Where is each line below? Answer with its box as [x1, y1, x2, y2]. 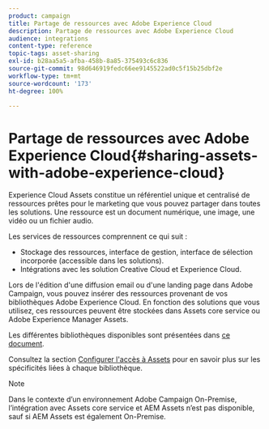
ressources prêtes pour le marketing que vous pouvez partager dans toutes [8, 199, 261, 209]
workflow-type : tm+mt [8, 72, 82, 80]
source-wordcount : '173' [8, 79, 92, 87]
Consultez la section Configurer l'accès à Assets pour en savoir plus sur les [8, 355, 261, 364]
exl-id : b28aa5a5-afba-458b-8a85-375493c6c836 [8, 57, 169, 66]
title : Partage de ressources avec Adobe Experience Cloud [8, 19, 212, 28]
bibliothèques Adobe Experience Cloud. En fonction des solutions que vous [8, 297, 261, 308]
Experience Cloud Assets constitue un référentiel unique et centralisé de [8, 190, 250, 200]
